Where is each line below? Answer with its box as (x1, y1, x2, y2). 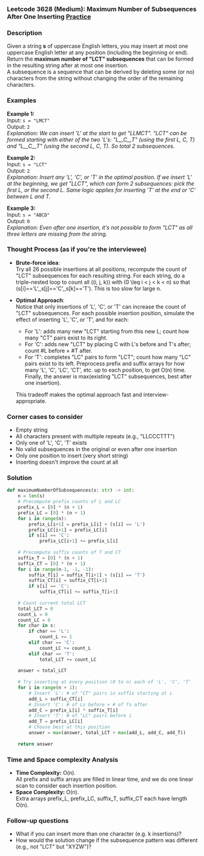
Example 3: (7, 204, 36, 212)
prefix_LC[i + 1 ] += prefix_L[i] (39, 538, 119, 544)
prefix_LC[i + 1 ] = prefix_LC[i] (28, 527, 108, 533)
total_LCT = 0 (18, 606, 53, 612)
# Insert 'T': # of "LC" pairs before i (28, 713, 132, 719)
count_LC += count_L (39, 645, 91, 651)
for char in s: (18, 623, 56, 629)
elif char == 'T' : (28, 650, 75, 657)
